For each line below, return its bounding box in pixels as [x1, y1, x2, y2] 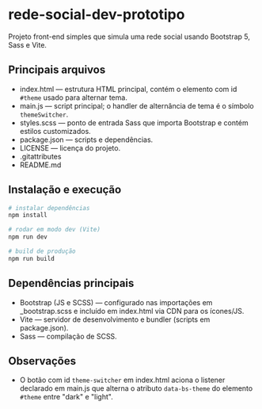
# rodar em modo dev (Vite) [8, 226, 101, 234]
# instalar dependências [8, 204, 90, 212]
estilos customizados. [19, 126, 91, 136]
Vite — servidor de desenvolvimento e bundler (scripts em [19, 315, 211, 324]
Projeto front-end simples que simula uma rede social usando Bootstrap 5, [8, 32, 251, 41]
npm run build [8, 254, 55, 262]
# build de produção [8, 247, 77, 255]
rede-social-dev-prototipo [8, 6, 185, 24]
